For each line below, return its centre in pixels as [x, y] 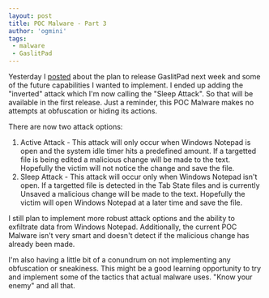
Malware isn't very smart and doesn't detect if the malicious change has [129, 235]
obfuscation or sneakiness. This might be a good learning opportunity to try [135, 268]
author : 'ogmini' [38, 31]
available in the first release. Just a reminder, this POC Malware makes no [131, 102]
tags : [17, 38]
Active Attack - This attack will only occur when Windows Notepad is [135, 142]
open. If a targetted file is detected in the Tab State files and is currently [140, 185]
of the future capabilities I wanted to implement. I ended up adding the [126, 85]
